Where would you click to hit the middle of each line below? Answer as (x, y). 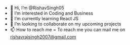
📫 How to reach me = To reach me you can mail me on (68, 30)
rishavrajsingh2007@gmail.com (43, 37)
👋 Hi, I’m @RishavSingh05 (37, 8)
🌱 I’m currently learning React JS (44, 18)
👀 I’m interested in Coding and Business (52, 13)
